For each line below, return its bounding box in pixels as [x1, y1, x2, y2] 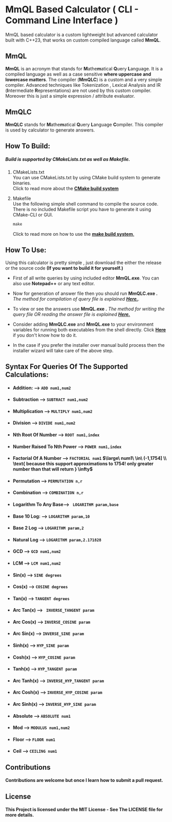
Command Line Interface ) [5, 14, 119, 26]
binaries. [12, 180, 32, 186]
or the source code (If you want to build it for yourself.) [5, 265, 124, 271]
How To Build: [5, 141, 50, 150]
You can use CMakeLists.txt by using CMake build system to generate [12, 174, 161, 180]
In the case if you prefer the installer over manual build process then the [12, 342, 165, 348]
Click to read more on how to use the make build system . [12, 231, 135, 237]
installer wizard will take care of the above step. [12, 347, 114, 353]
